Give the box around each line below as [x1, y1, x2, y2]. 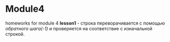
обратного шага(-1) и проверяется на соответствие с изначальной [5, 25, 153, 31]
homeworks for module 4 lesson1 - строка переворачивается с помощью [5, 20, 165, 26]
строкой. [5, 31, 25, 37]
